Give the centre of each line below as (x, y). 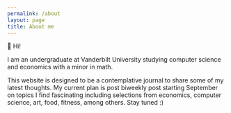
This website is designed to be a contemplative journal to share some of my (115, 80)
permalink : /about (34, 14)
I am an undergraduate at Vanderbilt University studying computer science (114, 60)
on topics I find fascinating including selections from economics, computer (114, 95)
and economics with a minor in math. (60, 67)
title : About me (31, 26)
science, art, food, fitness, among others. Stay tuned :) (86, 103)
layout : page (26, 20)
